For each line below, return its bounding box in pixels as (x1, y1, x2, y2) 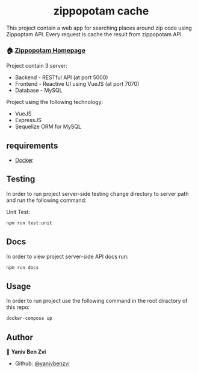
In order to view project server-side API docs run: (6, 253, 129, 260)
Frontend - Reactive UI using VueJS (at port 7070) (14, 80, 140, 88)
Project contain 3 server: (6, 62, 67, 70)
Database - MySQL (14, 86, 63, 94)
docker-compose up (6, 316, 52, 322)
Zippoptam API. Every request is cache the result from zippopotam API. (6, 30, 184, 37)
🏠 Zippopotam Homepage (6, 46, 86, 54)
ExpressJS (14, 117, 42, 124)
